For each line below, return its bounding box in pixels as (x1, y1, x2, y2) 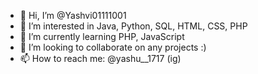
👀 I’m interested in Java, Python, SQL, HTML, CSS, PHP (19, 20, 248, 32)
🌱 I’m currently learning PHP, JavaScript (19, 31, 185, 42)
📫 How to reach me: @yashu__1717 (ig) (19, 53, 182, 64)
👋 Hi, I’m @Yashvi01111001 (19, 10, 127, 21)
